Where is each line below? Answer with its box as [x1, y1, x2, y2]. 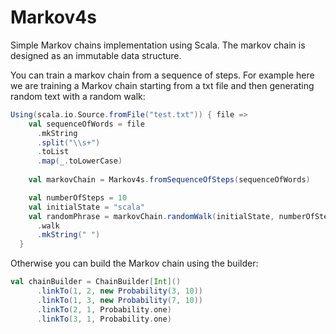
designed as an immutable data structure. [10, 49, 182, 61]
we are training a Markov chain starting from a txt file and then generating [10, 79, 315, 91]
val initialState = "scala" [28, 202, 145, 212]
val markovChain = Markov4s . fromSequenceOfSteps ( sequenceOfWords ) [28, 175, 311, 185]
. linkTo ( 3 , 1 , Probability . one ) [36, 314, 172, 324]
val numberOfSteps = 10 [28, 192, 128, 203]
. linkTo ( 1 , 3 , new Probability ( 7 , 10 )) [36, 295, 204, 305]
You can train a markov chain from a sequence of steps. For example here [10, 69, 315, 81]
